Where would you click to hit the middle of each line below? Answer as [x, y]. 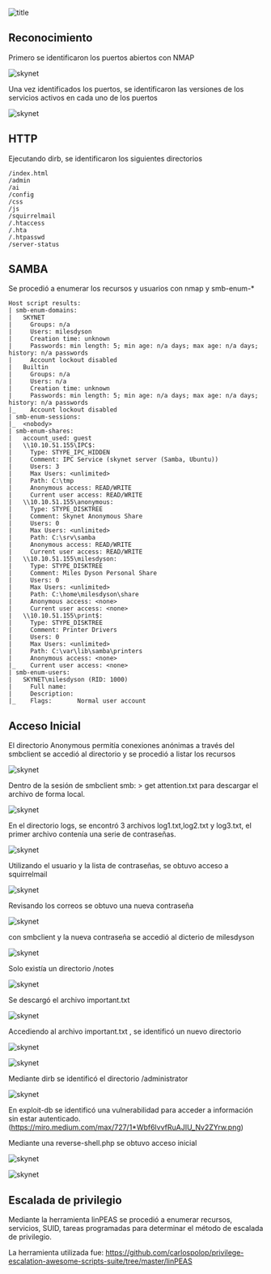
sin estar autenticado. [44, 1119]
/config [21, 195]
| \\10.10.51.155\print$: [56, 616]
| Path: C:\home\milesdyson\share [74, 595]
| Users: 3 [34, 467]
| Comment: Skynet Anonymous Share [76, 516]
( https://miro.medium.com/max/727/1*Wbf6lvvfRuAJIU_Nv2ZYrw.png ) [126, 1127]
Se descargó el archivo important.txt [69, 1000]
